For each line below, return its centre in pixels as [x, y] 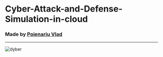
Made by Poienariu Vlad [34, 34]
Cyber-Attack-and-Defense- [64, 9]
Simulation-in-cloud [47, 19]
